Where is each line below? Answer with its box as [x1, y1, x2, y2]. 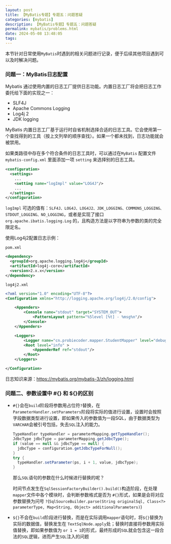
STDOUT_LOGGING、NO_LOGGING [5, 212, 64, 217]
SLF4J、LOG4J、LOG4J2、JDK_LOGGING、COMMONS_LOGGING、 [49, 206, 164, 211]
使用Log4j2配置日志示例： [5, 235, 60, 241]
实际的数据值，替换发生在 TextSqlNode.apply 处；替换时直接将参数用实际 [12, 521, 164, 527]
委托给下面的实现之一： [5, 90, 54, 96]
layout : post [5, 7, 33, 13]
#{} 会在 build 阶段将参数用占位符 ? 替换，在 [12, 402, 101, 409]
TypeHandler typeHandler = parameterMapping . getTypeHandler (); [12, 431, 150, 437]
